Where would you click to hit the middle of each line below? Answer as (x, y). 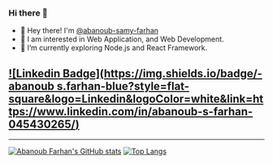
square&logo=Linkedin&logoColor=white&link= (131, 99)
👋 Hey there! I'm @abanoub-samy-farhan (89, 31)
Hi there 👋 (28, 13)
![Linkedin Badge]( (56, 73)
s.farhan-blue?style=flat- (123, 86)
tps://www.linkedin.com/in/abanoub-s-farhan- (131, 112)
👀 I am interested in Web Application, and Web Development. (122, 39)
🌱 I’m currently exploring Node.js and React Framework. (114, 48)
